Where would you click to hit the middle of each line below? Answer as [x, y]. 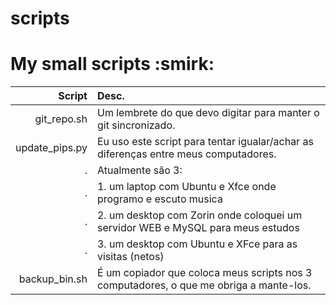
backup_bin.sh [53, 279]
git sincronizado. [136, 125]
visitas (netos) [130, 257]
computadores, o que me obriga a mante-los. [204, 285]
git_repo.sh [61, 119]
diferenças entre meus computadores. [186, 154]
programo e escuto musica [159, 199]
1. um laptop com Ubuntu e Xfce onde [186, 187]
